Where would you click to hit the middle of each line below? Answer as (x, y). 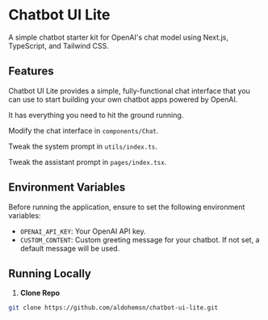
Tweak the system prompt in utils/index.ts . (83, 146)
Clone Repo (40, 293)
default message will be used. (70, 248)
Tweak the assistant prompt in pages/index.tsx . (88, 162)
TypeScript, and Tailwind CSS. (59, 45)
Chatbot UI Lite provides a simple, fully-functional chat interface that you (129, 91)
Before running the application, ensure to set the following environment (127, 207)
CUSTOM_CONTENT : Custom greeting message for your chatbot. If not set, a (140, 239)
